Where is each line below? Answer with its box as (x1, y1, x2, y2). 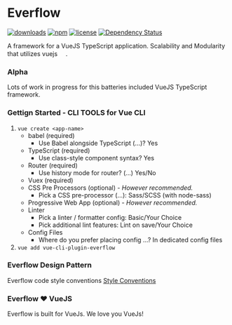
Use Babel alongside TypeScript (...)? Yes (38, 139, 158, 147)
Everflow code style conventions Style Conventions (7, 276, 156, 284)
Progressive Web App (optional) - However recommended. (27, 198, 198, 207)
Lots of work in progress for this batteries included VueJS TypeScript (7, 83, 207, 92)
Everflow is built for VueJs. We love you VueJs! (7, 310, 144, 318)
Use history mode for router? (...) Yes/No (38, 168, 156, 177)
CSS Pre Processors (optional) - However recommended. (27, 184, 193, 192)
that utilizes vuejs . (7, 49, 68, 57)
